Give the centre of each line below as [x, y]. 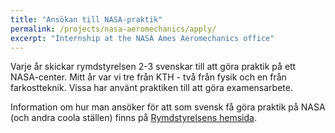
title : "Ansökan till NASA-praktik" [86, 19]
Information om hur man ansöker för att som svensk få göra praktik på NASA [168, 107]
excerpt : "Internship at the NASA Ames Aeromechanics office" [142, 38]
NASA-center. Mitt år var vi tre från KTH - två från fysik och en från [148, 77]
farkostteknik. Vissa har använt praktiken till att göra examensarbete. [151, 88]
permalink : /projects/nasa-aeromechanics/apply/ [113, 29]
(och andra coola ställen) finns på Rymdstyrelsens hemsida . [133, 118]
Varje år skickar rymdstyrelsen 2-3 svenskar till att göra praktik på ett [153, 67]
